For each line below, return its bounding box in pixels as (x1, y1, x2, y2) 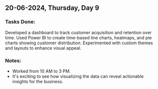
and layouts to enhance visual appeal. (5, 45, 82, 51)
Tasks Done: (5, 18, 36, 25)
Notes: (5, 57, 22, 64)
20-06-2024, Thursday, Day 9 (5, 4, 100, 12)
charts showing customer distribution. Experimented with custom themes (5, 40, 153, 46)
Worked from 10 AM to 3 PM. (12, 68, 71, 74)
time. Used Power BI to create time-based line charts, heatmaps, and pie (5, 35, 152, 40)
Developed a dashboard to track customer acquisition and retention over (5, 29, 152, 36)
